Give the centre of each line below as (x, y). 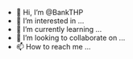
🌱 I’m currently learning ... (59, 29)
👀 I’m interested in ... (50, 21)
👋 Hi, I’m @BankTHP (50, 12)
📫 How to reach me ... (53, 47)
